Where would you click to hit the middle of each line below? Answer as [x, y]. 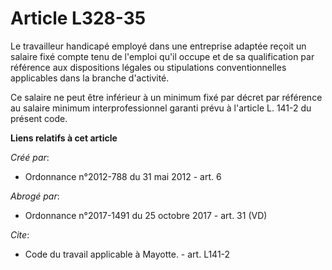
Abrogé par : [35, 196]
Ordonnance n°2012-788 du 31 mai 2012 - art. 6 [123, 176]
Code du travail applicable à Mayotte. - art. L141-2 [127, 254]
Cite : [20, 234]
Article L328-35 [78, 18]
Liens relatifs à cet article [64, 138]
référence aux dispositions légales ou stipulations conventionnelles [148, 67]
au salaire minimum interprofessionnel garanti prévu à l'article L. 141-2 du [161, 108]
